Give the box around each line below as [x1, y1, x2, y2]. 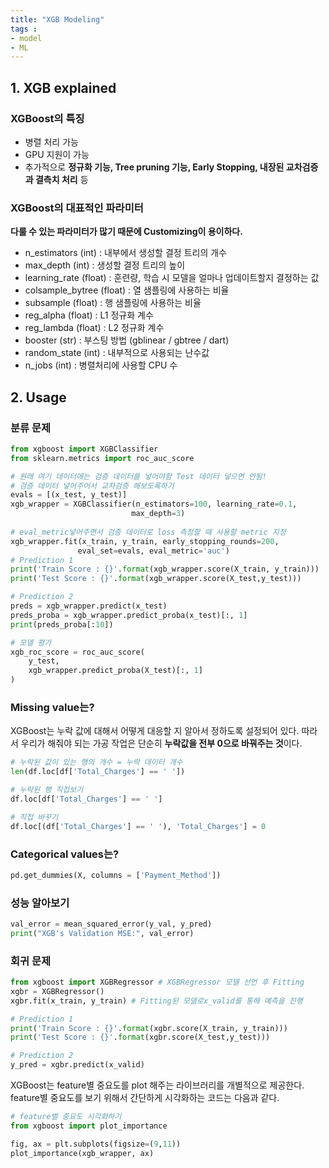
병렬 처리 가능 [24, 136, 79, 148]
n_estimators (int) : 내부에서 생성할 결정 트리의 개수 [24, 247, 227, 259]
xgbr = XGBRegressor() [10, 986, 105, 996]
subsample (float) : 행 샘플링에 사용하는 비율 [24, 297, 202, 309]
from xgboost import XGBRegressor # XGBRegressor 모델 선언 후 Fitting [10, 977, 305, 988]
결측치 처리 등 [34, 173, 89, 185]
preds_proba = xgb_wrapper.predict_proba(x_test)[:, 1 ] [10, 610, 248, 620]
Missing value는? [10, 700, 95, 714]
